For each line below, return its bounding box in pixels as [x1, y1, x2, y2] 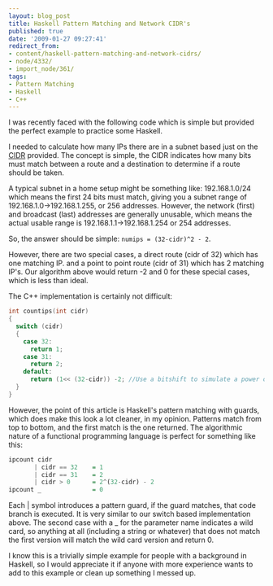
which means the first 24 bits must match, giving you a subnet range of [8, 192, 248, 202]
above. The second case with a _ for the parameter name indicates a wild [8, 518, 253, 527]
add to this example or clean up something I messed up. [8, 568, 197, 578]
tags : [8, 72, 27, 81]
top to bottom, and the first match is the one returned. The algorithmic [8, 422, 243, 432]
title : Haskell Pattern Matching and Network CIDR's [8, 20, 191, 28]
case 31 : [23, 352, 53, 361]
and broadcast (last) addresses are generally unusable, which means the [8, 209, 253, 220]
